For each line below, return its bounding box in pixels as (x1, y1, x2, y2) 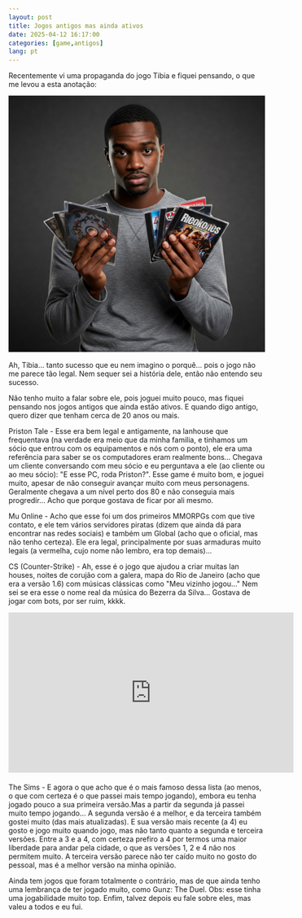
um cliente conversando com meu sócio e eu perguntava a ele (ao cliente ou (8, 461, 265, 471)
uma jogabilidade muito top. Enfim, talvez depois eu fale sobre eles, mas (8, 894, 252, 903)
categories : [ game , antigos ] (8, 39, 104, 47)
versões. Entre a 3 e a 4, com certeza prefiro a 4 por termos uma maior (8, 834, 247, 844)
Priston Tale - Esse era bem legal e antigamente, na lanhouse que (8, 426, 229, 436)
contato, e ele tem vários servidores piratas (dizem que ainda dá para (8, 520, 242, 530)
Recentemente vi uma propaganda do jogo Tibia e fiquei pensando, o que (8, 71, 256, 81)
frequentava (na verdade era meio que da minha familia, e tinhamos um (8, 435, 248, 445)
